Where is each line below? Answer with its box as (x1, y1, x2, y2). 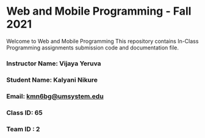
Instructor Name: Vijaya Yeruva (6, 59, 102, 68)
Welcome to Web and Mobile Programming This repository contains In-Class (6, 37, 199, 45)
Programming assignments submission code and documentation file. (6, 44, 179, 51)
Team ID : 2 (6, 125, 40, 133)
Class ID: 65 (6, 108, 43, 117)
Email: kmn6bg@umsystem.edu (6, 92, 104, 100)
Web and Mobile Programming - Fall (6, 4, 192, 18)
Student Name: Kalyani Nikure (6, 75, 98, 84)
